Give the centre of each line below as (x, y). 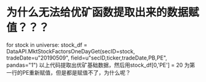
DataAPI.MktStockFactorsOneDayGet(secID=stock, (71, 51)
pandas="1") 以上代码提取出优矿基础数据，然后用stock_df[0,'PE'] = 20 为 (98, 65)
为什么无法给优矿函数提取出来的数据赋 (103, 12)
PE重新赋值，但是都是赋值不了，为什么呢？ (77, 72)
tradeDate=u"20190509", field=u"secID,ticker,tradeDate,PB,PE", (87, 58)
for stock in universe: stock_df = (47, 45)
